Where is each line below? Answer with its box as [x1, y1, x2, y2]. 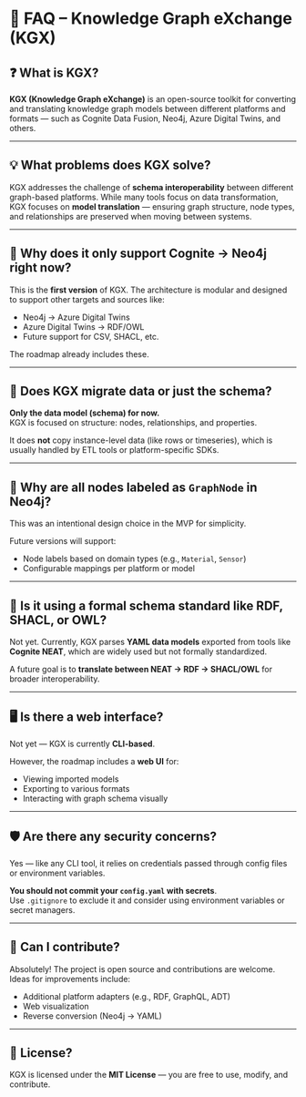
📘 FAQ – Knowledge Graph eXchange [9, 8, 293, 29]
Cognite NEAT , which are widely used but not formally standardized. [9, 646, 268, 657]
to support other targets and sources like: [9, 293, 166, 304]
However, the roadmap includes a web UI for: [9, 755, 179, 766]
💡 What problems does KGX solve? [9, 158, 211, 173]
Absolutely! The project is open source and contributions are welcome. [9, 963, 276, 974]
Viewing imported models [22, 774, 119, 784]
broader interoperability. [9, 673, 100, 684]
